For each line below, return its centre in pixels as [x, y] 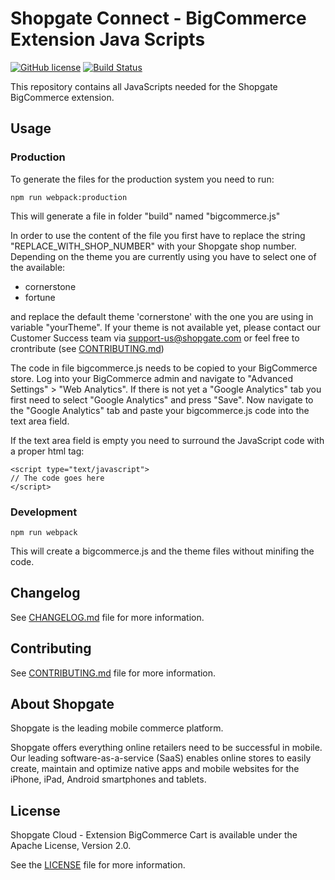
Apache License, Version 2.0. [71, 846]
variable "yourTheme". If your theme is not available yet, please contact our [165, 327]
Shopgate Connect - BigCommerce [158, 18]
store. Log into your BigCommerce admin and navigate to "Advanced [151, 378]
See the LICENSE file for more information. [98, 865]
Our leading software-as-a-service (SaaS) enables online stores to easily [161, 758]
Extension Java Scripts [108, 39]
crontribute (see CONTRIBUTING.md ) [87, 348]
